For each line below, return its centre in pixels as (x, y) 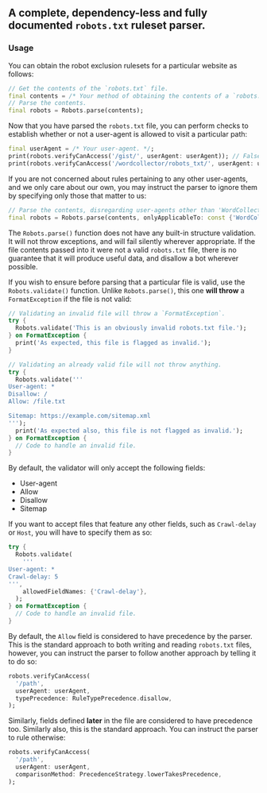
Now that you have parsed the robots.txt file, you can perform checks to (128, 126)
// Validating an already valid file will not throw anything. (115, 365)
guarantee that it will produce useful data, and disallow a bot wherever (124, 258)
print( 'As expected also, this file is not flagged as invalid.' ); (130, 431)
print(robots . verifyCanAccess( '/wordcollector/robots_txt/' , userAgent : (131, 163)
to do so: (23, 661)
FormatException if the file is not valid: (70, 299)
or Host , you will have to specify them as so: (80, 532)
